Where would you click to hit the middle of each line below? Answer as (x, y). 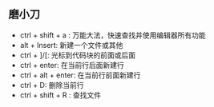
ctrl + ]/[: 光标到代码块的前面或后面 (78, 55)
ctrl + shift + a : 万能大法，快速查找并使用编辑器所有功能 (113, 35)
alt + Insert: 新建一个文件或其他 (71, 45)
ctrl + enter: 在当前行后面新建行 (72, 65)
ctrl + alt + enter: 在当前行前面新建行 (80, 75)
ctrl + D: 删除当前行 (52, 85)
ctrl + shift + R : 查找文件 (61, 95)
